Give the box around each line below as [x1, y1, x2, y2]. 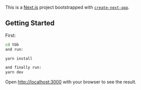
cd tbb [5, 42, 19, 47]
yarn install [5, 56, 33, 61]
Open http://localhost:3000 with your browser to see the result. [5, 79, 137, 85]
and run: [5, 47, 24, 52]
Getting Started [5, 19, 55, 27]
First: [5, 32, 16, 38]
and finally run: [5, 65, 42, 70]
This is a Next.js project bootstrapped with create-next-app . [5, 5, 130, 10]
